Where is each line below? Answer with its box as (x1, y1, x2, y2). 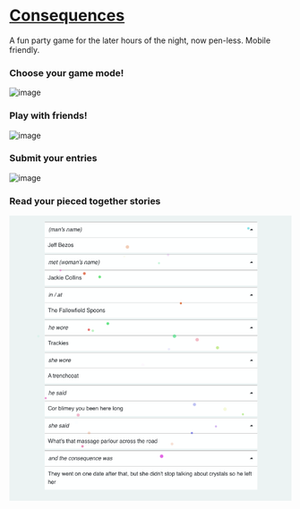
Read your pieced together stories (9, 194, 161, 207)
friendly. (9, 44, 40, 55)
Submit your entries (9, 152, 98, 165)
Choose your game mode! (9, 66, 124, 79)
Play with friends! (9, 109, 88, 122)
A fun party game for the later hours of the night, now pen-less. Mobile (9, 35, 271, 46)
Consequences (9, 5, 125, 26)
